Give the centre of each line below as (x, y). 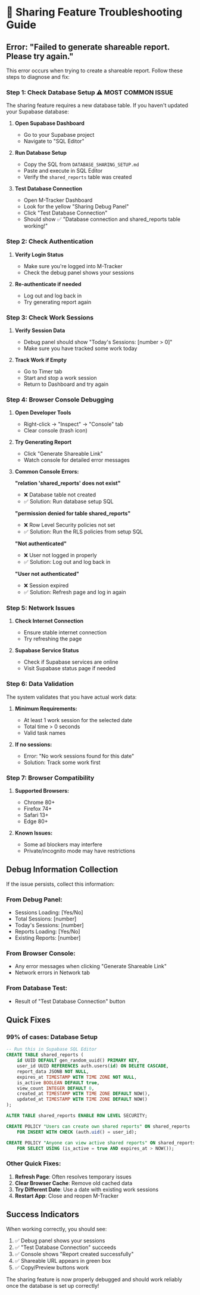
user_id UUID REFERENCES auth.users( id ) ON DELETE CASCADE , (93, 1066)
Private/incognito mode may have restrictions (79, 851)
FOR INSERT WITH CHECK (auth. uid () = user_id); (77, 1132)
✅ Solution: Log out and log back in (67, 562)
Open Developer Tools (43, 413)
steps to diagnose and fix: (38, 77)
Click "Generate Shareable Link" (63, 454)
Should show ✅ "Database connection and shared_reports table (102, 219)
